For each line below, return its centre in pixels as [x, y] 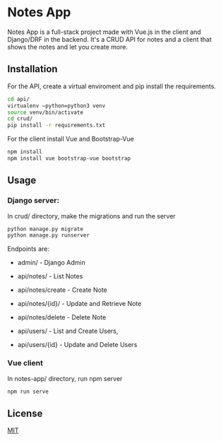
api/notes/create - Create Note [62, 290]
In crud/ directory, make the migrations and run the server [92, 216]
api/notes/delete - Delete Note [62, 317]
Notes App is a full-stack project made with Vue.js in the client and [104, 32]
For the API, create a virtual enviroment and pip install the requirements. [112, 86]
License [25, 413]
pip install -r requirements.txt [56, 125]
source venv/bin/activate [45, 112]
